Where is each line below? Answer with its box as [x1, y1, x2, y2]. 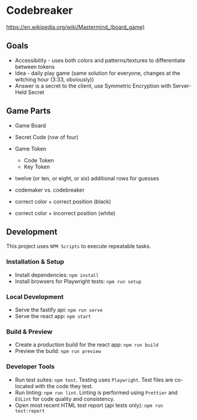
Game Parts [6, 106, 51, 116]
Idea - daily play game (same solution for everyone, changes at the [14, 70, 181, 77]
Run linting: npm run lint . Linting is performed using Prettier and [14, 389, 178, 396]
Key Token [23, 163, 50, 170]
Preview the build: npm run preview [14, 348, 101, 355]
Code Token [23, 156, 54, 164]
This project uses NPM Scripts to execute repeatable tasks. [6, 243, 151, 250]
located [14, 382, 34, 389]
